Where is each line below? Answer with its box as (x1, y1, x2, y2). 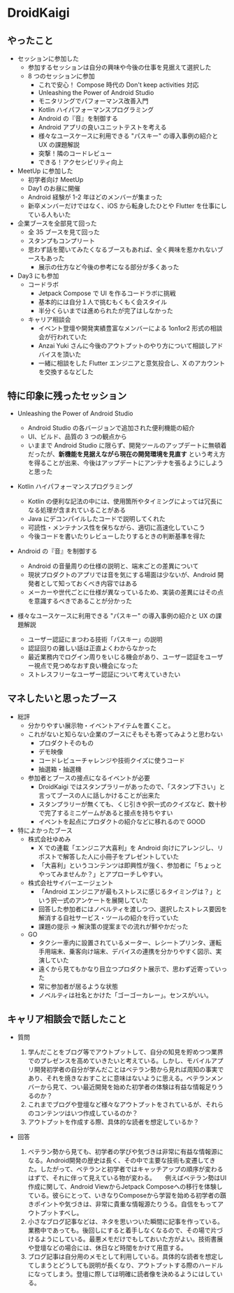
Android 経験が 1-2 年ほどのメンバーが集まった (27, 193, 163, 201)
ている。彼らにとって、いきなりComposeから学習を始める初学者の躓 (27, 1191, 227, 1200)
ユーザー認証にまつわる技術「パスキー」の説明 (27, 635, 163, 643)
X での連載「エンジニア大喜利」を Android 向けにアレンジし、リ (38, 843, 224, 852)
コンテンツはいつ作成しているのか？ (34, 1109, 138, 1117)
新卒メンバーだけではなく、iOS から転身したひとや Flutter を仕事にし (27, 201, 227, 210)
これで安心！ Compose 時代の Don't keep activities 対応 (38, 80, 199, 89)
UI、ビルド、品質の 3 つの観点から (27, 432, 127, 441)
